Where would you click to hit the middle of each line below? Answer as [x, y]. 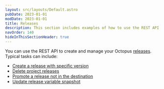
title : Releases [22, 23]
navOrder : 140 [20, 32]
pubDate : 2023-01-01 [26, 14]
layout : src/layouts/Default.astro [41, 10]
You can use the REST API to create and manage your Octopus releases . [78, 51]
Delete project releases [36, 71]
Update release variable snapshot [46, 81]
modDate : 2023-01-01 [26, 19]
